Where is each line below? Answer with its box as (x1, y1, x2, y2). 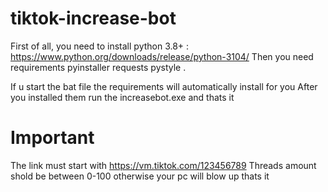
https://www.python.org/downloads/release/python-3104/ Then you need (10, 50, 314, 62)
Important (10, 127, 95, 149)
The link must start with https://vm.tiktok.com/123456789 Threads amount (10, 159, 317, 171)
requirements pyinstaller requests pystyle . (10, 61, 187, 73)
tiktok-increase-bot (10, 7, 177, 30)
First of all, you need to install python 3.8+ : (10, 40, 190, 52)
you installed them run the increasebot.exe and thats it (10, 91, 235, 103)
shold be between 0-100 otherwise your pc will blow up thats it (10, 170, 270, 182)
